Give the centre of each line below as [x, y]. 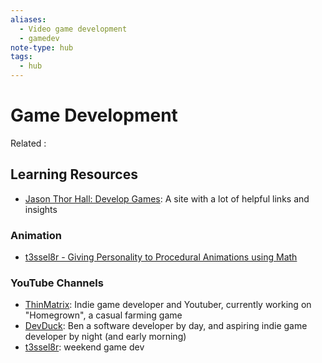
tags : [21, 57]
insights [41, 209]
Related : [28, 143]
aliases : [28, 19]
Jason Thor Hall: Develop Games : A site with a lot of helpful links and [167, 198]
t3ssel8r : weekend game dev [84, 347]
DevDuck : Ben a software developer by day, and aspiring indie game [166, 326]
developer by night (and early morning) [105, 337]
